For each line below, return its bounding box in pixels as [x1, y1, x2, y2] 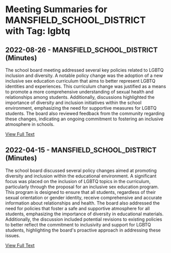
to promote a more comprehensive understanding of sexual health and [5, 89, 154, 95]
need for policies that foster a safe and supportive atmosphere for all [5, 205, 150, 211]
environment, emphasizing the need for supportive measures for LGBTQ [5, 105, 157, 111]
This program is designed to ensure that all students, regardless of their [5, 189, 156, 195]
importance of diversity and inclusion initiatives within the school [5, 99, 142, 106]
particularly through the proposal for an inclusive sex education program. [5, 184, 159, 190]
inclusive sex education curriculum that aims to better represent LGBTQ [5, 78, 156, 84]
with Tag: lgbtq [5, 26, 70, 37]
